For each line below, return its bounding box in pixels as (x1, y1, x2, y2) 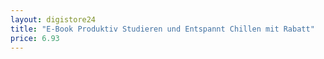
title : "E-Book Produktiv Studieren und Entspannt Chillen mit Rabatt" (10, 24, 315, 34)
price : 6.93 (10, 33, 60, 43)
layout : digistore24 (10, 14, 97, 25)
